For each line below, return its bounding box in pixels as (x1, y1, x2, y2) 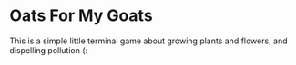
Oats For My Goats (9, 5, 153, 26)
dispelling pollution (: (9, 44, 88, 55)
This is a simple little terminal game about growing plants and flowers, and (9, 35, 289, 46)
